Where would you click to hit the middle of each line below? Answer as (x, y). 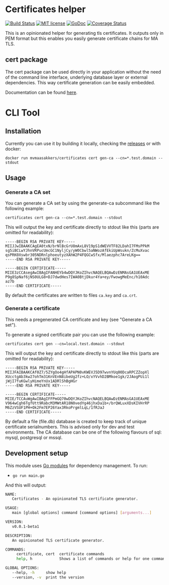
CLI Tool (23, 113)
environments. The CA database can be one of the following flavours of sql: (83, 432)
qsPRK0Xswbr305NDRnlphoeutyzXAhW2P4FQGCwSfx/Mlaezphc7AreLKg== (73, 255)
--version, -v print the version (48, 577)
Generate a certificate (33, 308)
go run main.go (28, 475)
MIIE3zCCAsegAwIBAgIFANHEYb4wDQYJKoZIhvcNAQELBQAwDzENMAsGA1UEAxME (77, 273)
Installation (23, 131)
